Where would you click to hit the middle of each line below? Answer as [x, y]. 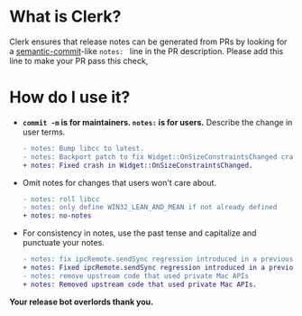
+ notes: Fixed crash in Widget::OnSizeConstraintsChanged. [137, 165]
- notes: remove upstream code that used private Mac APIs [136, 276]
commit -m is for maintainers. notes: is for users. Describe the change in [157, 122]
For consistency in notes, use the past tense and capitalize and [139, 233]
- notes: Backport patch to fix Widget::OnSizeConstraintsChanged [150, 157]
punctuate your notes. [64, 243]
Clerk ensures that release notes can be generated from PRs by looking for [148, 42]
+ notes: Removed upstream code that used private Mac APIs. [140, 284]
